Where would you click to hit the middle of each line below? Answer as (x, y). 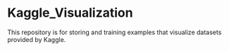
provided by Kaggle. (37, 39)
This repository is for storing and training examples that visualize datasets (114, 32)
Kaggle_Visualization (70, 13)
